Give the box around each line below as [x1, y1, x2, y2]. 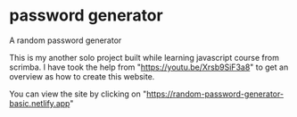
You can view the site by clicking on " [9, 88, 147, 99]
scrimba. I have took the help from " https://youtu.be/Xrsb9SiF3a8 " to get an [9, 62, 289, 72]
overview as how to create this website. [9, 71, 155, 81]
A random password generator [9, 35, 122, 46]
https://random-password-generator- [145, 88, 284, 99]
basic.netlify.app [9, 97, 70, 108]
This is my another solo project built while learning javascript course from [9, 52, 279, 63]
